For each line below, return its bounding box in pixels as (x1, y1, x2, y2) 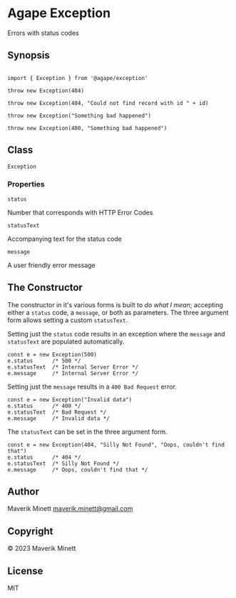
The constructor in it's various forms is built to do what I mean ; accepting (7, 300, 223, 309)
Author (7, 486, 39, 498)
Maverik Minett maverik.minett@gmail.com (7, 504, 133, 513)
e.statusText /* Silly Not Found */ (7, 459, 120, 467)
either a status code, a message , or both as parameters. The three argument (7, 308, 230, 317)
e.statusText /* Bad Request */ (7, 409, 107, 416)
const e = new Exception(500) (7, 351, 98, 358)
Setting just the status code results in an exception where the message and (7, 329, 226, 338)
